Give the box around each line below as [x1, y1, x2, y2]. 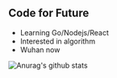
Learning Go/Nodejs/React [19, 27, 109, 37]
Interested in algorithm [19, 36, 95, 46]
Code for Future [8, 6, 90, 20]
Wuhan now [19, 44, 61, 55]
